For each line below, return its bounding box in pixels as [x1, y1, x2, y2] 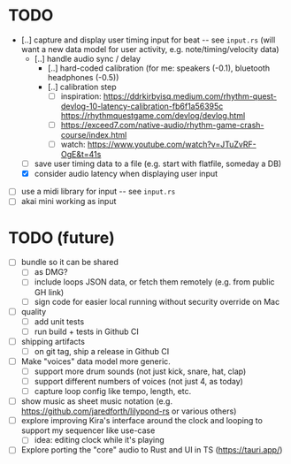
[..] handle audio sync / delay [34, 53, 141, 64]
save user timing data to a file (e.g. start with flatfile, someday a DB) [34, 158, 282, 169]
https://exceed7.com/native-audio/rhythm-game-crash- [60, 120, 264, 130]
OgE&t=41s [60, 149, 102, 160]
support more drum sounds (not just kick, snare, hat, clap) [34, 366, 247, 377]
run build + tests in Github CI [34, 326, 139, 337]
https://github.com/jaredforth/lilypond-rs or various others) [20, 406, 237, 416]
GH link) [34, 286, 65, 297]
